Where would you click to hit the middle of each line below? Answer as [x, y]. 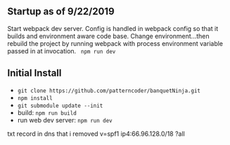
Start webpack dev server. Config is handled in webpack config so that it [113, 28]
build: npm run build [47, 113]
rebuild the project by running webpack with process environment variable [115, 43]
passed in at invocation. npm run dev [62, 51]
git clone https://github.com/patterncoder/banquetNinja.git [109, 91]
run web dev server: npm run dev [65, 120]
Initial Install [34, 73]
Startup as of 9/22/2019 [61, 12]
